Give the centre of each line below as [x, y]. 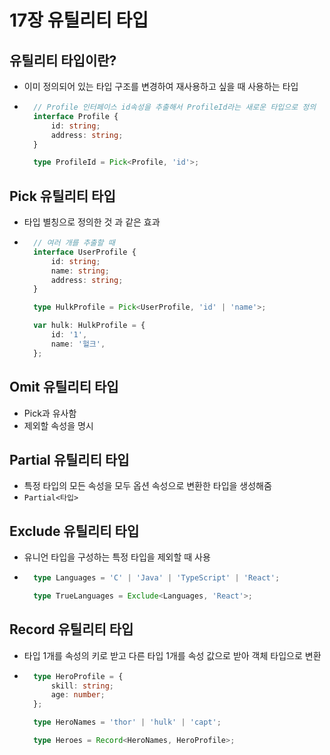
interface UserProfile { [85, 252]
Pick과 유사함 [50, 413]
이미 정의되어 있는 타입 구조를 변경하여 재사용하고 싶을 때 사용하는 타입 [161, 86]
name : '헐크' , [78, 344]
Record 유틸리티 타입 [71, 629]
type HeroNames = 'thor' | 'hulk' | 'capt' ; [127, 722]
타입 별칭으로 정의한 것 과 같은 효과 [92, 222]
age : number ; [78, 695]
